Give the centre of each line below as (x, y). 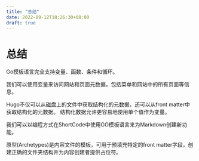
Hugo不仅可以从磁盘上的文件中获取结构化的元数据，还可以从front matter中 (98, 104)
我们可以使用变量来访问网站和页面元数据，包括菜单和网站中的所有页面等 (95, 85)
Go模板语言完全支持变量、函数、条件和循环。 (62, 72)
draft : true (21, 23)
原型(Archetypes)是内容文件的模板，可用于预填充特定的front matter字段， (97, 145)
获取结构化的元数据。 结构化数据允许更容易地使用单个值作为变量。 (88, 112)
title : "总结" (23, 12)
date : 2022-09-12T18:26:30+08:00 (48, 17)
